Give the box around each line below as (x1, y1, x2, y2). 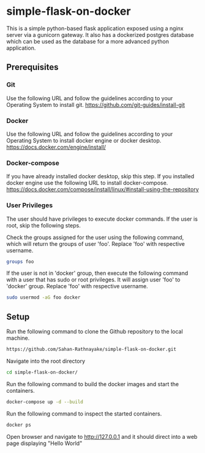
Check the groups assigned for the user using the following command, (6, 234, 184, 241)
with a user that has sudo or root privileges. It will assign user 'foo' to (6, 276, 181, 283)
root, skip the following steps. (6, 221, 81, 229)
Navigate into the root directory (6, 357, 86, 364)
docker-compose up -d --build (6, 398, 84, 405)
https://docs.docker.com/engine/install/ (6, 143, 106, 151)
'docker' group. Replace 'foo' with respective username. (6, 283, 148, 290)
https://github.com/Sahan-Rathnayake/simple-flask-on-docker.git (6, 346, 176, 353)
